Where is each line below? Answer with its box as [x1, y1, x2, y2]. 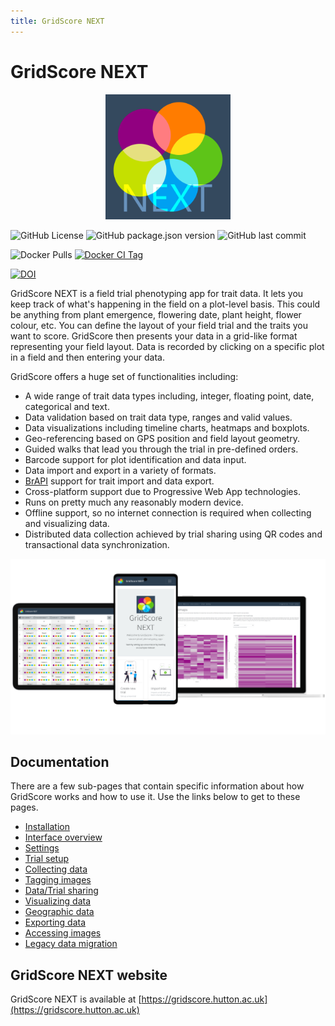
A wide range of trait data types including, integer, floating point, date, [24, 390, 315, 402]
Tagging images [24, 874, 92, 886]
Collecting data [24, 863, 88, 875]
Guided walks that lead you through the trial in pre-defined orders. [24, 443, 299, 455]
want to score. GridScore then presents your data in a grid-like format [10, 330, 298, 342]
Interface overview [24, 831, 103, 844]
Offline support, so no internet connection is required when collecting [24, 506, 312, 519]
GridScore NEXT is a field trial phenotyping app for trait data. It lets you [10, 287, 304, 299]
